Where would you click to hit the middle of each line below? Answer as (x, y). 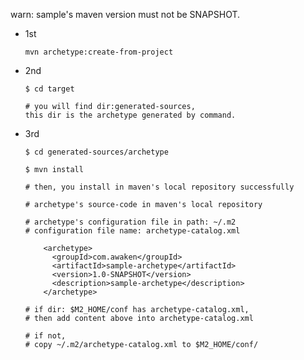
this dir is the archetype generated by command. (130, 115)
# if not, (45, 336)
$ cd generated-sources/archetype (96, 152)
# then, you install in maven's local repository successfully (159, 187)
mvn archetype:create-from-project (99, 52)
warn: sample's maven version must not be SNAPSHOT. (125, 14)
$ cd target (49, 89)
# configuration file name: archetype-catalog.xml (132, 231)
